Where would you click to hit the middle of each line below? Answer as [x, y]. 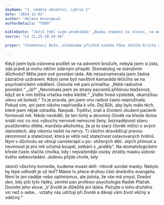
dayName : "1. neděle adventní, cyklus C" [48, 10]
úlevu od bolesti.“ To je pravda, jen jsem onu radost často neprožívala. [76, 100]
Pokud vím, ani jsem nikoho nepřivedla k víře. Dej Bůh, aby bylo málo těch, [80, 105]
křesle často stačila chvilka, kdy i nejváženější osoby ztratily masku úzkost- [81, 151]
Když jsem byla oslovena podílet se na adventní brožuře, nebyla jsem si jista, [82, 63]
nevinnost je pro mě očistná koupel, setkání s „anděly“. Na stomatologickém [81, 146]
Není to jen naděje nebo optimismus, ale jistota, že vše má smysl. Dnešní [78, 177]
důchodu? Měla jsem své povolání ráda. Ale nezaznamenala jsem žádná [77, 74]
